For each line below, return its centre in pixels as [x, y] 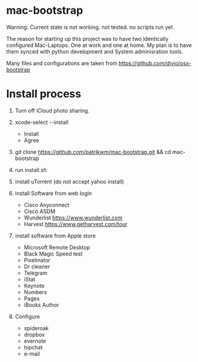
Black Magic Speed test [53, 254]
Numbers [35, 292]
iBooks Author [41, 305]
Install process [44, 94]
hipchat [33, 347]
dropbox [34, 334]
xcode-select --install [42, 122]
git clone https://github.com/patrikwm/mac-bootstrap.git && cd [93, 152]
